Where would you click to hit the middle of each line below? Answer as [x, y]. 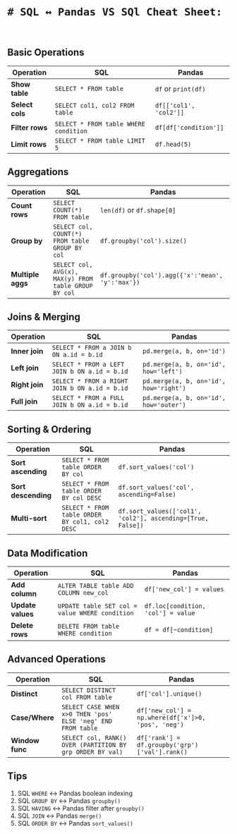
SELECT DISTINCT [89, 690]
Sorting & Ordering [49, 429]
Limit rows [29, 144]
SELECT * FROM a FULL [88, 398]
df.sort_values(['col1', [160, 512]
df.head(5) [173, 144]
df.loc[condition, [175, 606]
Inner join [27, 351]
